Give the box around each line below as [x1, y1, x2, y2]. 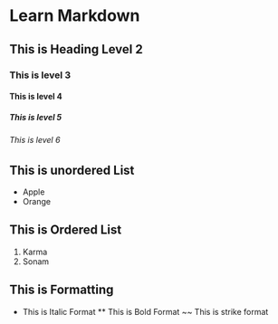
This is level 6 [9, 135, 61, 146]
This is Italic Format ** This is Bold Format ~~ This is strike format [22, 306, 269, 317]
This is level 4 [9, 91, 62, 102]
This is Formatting [9, 282, 114, 298]
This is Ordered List [9, 223, 122, 238]
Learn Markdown [9, 5, 140, 26]
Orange [22, 196, 52, 207]
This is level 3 [9, 69, 72, 81]
